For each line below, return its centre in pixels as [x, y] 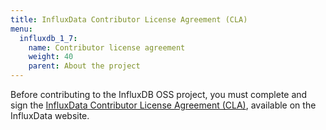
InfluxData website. [50, 115]
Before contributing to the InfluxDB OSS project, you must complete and [159, 94]
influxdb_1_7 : [48, 38]
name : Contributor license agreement [107, 47]
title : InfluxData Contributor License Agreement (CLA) [129, 19]
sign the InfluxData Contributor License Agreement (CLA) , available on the [163, 105]
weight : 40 [51, 57]
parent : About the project [84, 66]
